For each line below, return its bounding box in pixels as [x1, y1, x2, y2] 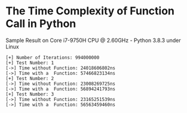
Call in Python [5, 17, 76, 30]
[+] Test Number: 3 [5, 91, 54, 97]
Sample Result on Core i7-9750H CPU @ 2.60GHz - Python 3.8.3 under [5, 36, 181, 44]
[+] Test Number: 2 [5, 75, 54, 81]
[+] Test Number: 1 [5, 60, 54, 66]
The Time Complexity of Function [5, 4, 174, 18]
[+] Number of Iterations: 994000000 [5, 54, 100, 60]
